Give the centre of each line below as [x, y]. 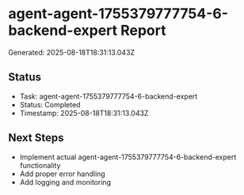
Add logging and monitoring [65, 182]
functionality [40, 165]
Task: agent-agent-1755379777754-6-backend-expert [109, 96]
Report [143, 30]
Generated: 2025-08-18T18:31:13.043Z [72, 52]
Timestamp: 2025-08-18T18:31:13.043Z [84, 113]
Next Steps [36, 138]
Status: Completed [50, 104]
